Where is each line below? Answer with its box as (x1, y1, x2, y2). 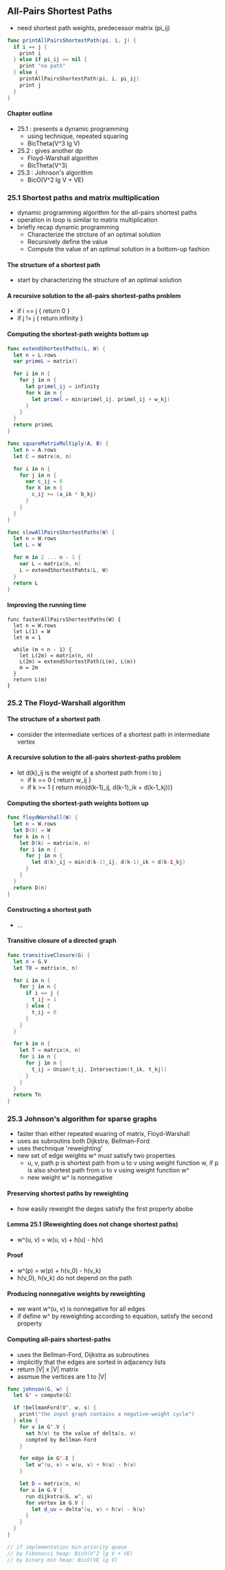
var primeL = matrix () (13, 358, 78, 365)
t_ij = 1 (32, 996, 57, 1003)
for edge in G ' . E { (19, 1455, 75, 1462)
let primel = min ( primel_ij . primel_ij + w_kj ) (32, 396, 170, 402)
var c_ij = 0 (25, 478, 63, 485)
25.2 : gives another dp (16, 146, 83, 155)
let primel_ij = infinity (25, 383, 99, 390)
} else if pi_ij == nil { (13, 56, 88, 63)
